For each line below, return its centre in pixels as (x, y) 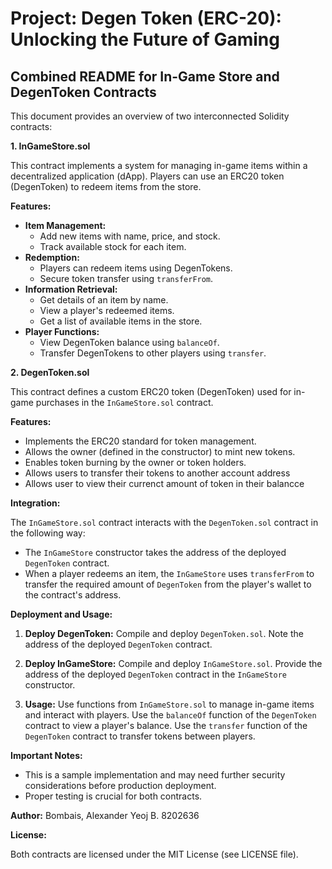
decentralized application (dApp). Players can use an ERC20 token (147, 176)
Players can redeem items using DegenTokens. (136, 268)
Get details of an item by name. (104, 300)
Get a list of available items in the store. (121, 321)
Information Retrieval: (71, 289)
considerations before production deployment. (120, 785)
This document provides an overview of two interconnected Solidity (150, 116)
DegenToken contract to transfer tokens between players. (140, 736)
